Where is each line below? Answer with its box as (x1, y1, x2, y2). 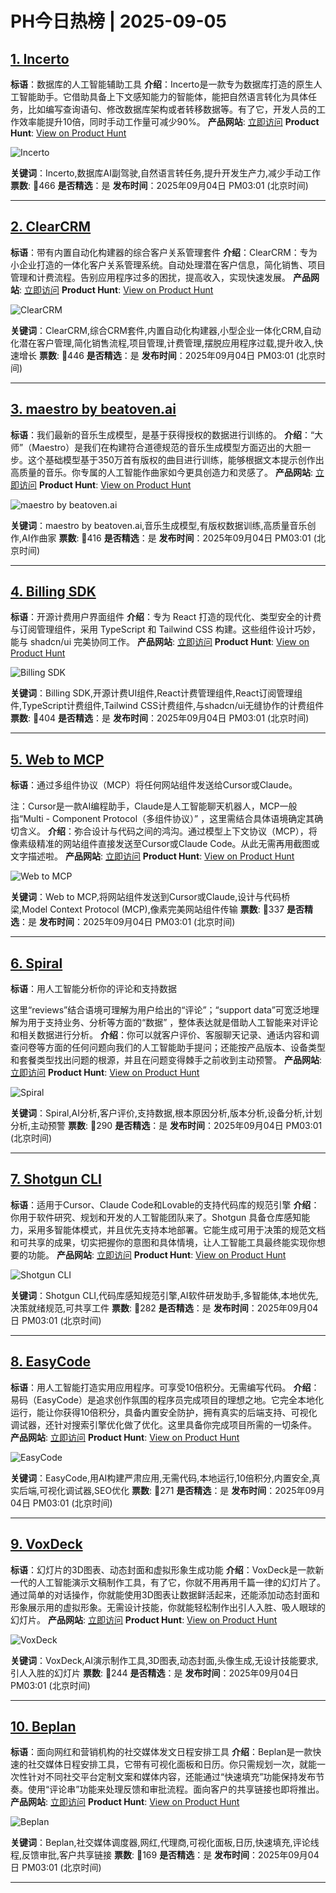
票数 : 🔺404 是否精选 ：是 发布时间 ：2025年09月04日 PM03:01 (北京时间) (10, 712, 310, 724)
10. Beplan (10, 1718, 77, 1735)
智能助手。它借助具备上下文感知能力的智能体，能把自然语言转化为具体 (18, 91, 308, 102)
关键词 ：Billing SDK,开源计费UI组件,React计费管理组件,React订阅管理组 (10, 687, 303, 699)
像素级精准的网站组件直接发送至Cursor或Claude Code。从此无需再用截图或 (10, 838, 320, 850)
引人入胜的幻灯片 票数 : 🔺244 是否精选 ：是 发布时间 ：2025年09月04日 (10, 1667, 299, 1679)
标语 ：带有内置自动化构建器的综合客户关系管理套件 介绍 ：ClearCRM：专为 (10, 246, 318, 258)
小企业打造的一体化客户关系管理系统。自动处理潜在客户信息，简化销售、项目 (10, 258, 326, 271)
